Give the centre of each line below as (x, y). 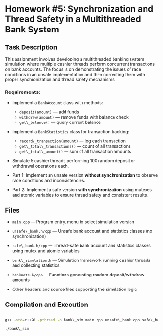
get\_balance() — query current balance (60, 122)
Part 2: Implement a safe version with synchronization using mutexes (82, 190)
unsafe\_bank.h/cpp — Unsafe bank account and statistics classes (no (82, 231)
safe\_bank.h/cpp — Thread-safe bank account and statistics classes (81, 246)
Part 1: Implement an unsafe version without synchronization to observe (85, 175)
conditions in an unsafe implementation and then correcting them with (75, 74)
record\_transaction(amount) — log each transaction (73, 141)
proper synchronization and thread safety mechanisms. (60, 79)
